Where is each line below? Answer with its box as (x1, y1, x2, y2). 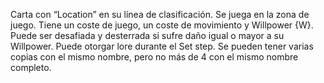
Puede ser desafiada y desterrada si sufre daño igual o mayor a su (10, 30, 285, 41)
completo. (10, 62, 52, 73)
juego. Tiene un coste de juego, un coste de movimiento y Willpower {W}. (10, 19, 314, 31)
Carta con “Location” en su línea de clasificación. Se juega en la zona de (10, 9, 310, 20)
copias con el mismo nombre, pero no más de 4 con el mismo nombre (10, 51, 299, 63)
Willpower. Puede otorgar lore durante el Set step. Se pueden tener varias (10, 40, 314, 52)
